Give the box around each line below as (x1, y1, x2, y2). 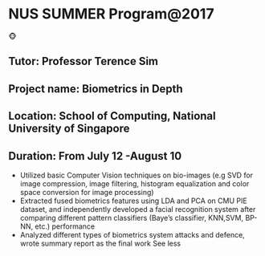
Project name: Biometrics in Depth (8, 82, 183, 95)
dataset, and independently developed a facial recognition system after (19, 204, 256, 213)
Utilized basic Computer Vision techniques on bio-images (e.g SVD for (19, 170, 254, 180)
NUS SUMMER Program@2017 (8, 5, 214, 23)
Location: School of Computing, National (8, 109, 217, 123)
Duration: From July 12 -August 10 (8, 149, 182, 163)
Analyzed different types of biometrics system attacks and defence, (19, 230, 245, 239)
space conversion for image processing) (19, 187, 154, 197)
